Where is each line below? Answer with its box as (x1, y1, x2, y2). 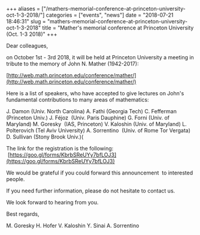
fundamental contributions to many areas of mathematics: (6, 96, 149, 103)
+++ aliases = (6, 5, 41, 12)
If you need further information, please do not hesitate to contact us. (6, 187, 175, 194)
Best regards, (6, 210, 40, 218)
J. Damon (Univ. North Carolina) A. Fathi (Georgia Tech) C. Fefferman (6, 108, 177, 115)
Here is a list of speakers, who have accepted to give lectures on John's (6, 90, 184, 97)
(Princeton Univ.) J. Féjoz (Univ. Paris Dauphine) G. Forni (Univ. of (6, 114, 170, 121)
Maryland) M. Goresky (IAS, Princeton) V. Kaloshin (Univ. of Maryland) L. (6, 120, 187, 128)
